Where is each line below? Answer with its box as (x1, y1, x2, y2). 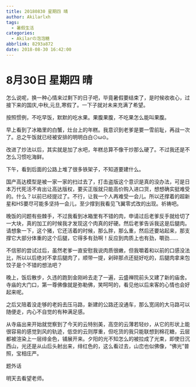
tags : (6, 19, 19, 25)
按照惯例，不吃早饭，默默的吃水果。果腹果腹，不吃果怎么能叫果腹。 (6, 113, 170, 120)
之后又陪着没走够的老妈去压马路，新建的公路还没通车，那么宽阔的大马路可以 (6, 300, 190, 307)
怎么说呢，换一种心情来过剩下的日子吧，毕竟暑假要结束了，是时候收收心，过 (6, 94, 190, 101)
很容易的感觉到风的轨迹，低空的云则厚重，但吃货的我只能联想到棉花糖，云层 (6, 328, 190, 335)
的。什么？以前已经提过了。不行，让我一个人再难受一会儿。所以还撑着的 (6, 192, 180, 199)
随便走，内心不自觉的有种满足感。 (6, 308, 88, 315)
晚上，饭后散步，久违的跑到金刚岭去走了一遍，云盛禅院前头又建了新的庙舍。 (6, 274, 190, 281)
